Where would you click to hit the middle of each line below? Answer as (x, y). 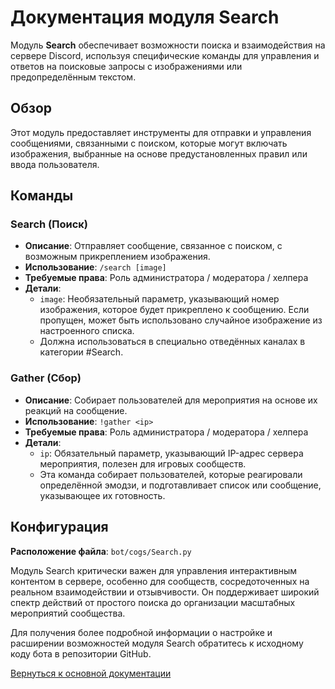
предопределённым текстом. (73, 77)
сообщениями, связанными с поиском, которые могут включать (149, 143)
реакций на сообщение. (76, 410)
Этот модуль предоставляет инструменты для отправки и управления (161, 132)
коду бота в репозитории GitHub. (81, 653)
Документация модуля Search (145, 17)
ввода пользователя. (55, 164)
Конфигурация (59, 527)
